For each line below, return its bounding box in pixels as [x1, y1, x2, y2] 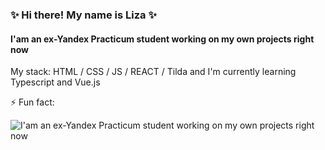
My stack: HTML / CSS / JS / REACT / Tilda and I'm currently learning [10, 66, 297, 78]
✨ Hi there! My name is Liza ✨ [10, 8, 157, 22]
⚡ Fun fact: [10, 96, 55, 108]
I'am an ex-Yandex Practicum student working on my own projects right [10, 33, 315, 45]
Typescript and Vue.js [10, 76, 101, 88]
